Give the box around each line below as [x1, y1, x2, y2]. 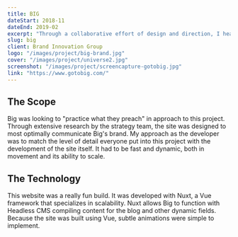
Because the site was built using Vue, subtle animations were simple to [7, 214, 215, 223]
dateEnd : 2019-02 [7, 23, 59, 30]
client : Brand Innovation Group [7, 43, 103, 50]
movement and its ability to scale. [7, 152, 106, 161]
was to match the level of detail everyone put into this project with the [7, 137, 211, 146]
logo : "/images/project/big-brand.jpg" [7, 50, 125, 57]
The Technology [7, 173, 81, 185]
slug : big [7, 37, 37, 44]
